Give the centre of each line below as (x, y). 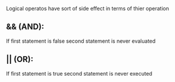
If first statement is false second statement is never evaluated (81, 41)
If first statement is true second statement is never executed (79, 73)
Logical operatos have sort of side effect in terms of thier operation (87, 8)
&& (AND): (25, 27)
